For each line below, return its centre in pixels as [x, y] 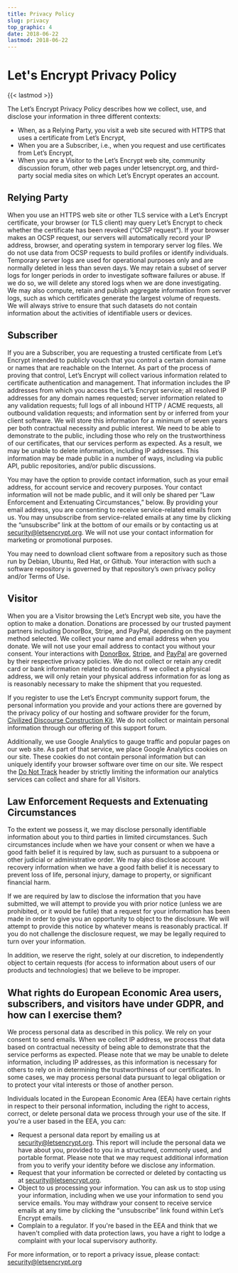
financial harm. [29, 882]
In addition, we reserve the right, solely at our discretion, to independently [115, 955]
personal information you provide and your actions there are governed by [115, 705]
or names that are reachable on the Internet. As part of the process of [109, 367]
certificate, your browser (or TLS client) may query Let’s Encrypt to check [115, 222]
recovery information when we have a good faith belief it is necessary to [113, 867]
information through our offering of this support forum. [87, 727]
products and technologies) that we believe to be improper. [94, 970]
